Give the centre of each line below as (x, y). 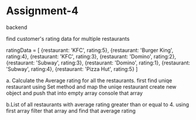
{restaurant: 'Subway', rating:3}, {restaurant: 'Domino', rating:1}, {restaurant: (98, 63)
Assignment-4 (42, 11)
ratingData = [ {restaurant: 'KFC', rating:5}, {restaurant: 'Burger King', (90, 50)
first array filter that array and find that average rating (71, 111)
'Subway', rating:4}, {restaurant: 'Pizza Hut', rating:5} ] (72, 69)
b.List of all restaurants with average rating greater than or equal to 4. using (98, 104)
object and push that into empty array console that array (74, 93)
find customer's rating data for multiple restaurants (68, 38)
